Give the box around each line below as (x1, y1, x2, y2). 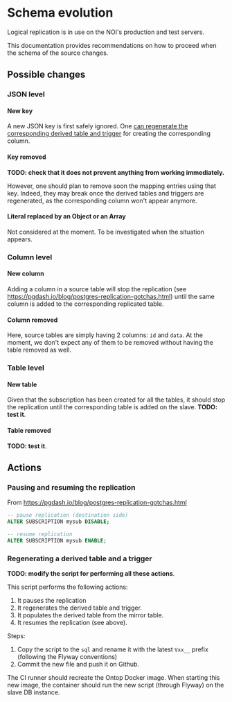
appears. (7, 234, 33, 243)
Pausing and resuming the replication (7, 482, 136, 492)
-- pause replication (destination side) (7, 512, 129, 519)
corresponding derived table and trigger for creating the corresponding (7, 130, 211, 138)
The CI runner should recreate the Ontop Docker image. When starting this (7, 674, 220, 681)
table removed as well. (7, 345, 71, 354)
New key (7, 106, 33, 115)
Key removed (7, 153, 46, 161)
